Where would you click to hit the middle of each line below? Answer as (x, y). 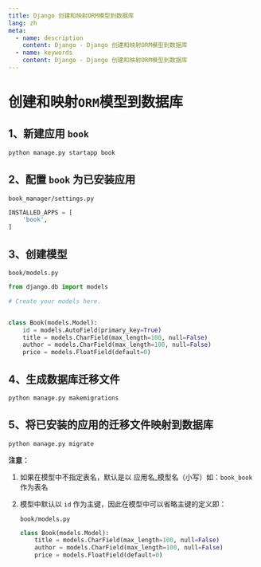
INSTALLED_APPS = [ (41, 212)
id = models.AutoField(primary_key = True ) (92, 330)
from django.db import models (58, 287)
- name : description (49, 38)
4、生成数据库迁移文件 (64, 379)
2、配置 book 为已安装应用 (72, 180)
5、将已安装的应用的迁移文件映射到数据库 (111, 425)
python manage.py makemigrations (64, 398)
